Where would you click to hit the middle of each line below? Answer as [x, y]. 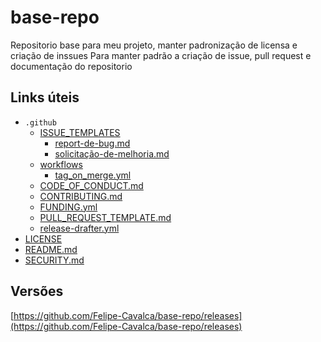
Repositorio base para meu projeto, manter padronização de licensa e [154, 45]
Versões [37, 291]
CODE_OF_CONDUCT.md [91, 185]
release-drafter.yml [79, 228]
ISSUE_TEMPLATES [80, 132]
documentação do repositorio [71, 66]
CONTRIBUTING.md [81, 196]
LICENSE [43, 238]
